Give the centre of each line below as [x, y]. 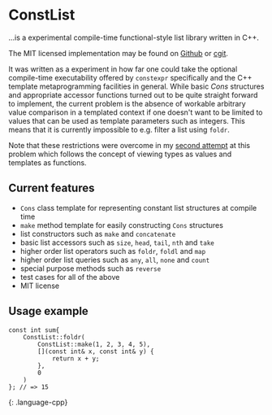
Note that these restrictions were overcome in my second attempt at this [129, 145]
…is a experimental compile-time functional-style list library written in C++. [134, 37]
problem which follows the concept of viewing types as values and [120, 154]
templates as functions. [47, 162]
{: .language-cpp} [38, 402]
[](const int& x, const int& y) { [96, 352]
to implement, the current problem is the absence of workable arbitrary [127, 103]
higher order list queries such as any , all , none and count [115, 260]
